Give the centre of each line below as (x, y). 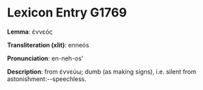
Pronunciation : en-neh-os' (45, 58)
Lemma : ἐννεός (30, 32)
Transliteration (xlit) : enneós (48, 45)
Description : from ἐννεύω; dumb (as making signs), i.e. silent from (102, 71)
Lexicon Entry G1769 (67, 13)
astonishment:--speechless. (47, 79)
